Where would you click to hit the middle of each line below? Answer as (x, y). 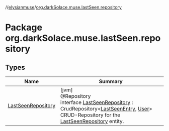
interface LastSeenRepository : (97, 102)
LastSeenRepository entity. (92, 121)
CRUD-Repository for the (90, 115)
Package (24, 28)
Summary (111, 81)
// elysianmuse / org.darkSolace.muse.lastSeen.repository (64, 7)
